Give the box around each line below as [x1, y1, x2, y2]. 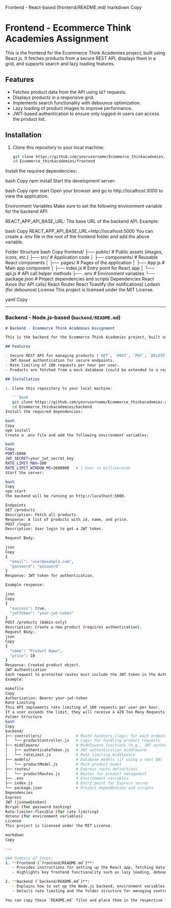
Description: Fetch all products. [5, 512, 79, 517]
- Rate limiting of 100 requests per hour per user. [5, 363, 120, 368]
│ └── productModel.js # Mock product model [5, 761, 122, 767]
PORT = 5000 [5, 451, 26, 456]
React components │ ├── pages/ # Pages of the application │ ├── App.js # [5, 260, 165, 266]
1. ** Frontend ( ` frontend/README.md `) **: [5, 860, 95, 865]
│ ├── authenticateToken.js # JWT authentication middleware [5, 748, 147, 753]
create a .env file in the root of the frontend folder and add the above [5, 234, 150, 240]
